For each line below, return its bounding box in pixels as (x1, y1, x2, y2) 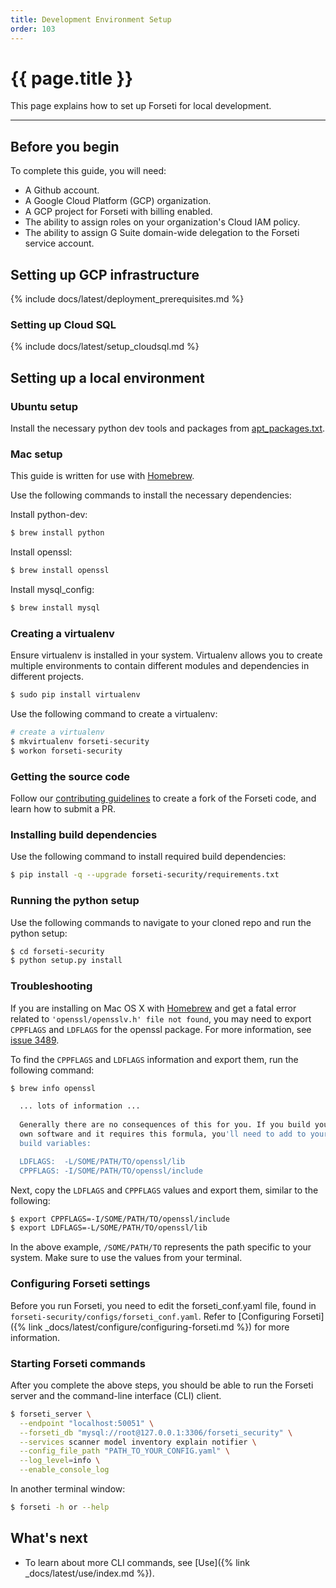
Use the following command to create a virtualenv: (10, 708, 218, 720)
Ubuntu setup (10, 399, 79, 413)
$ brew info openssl (10, 1083, 97, 1093)
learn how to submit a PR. (10, 803, 117, 815)
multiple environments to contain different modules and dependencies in (10, 660, 310, 672)
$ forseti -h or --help (10, 1502, 110, 1513)
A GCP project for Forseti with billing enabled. (24, 206, 213, 218)
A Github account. (24, 184, 100, 196)
